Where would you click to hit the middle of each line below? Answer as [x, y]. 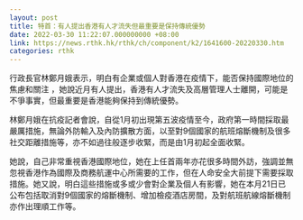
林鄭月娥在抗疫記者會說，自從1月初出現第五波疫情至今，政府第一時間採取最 [149, 120]
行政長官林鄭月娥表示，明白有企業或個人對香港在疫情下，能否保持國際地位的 [151, 78]
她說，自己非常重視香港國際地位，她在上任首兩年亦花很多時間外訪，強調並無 [151, 161]
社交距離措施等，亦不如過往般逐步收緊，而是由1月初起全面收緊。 [129, 142]
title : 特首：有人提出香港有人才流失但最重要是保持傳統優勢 [107, 26]
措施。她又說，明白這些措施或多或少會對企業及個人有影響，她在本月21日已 [148, 184]
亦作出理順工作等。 [45, 206]
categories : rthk [42, 51]
